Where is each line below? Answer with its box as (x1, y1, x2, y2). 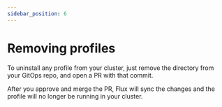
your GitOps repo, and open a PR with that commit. (7, 71, 154, 79)
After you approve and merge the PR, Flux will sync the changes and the (7, 85, 215, 93)
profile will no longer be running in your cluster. (7, 92, 143, 100)
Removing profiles (7, 40, 116, 56)
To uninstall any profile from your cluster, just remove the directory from (7, 64, 214, 72)
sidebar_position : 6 (7, 10, 68, 17)
